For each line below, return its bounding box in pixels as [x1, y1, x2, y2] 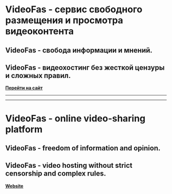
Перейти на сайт [5, 85, 43, 91]
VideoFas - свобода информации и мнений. [5, 46, 153, 54]
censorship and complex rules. [5, 169, 106, 178]
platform [5, 123, 42, 135]
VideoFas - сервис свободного [5, 4, 142, 15]
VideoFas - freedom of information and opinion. [5, 144, 161, 152]
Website [5, 183, 24, 189]
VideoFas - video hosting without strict [5, 161, 133, 170]
